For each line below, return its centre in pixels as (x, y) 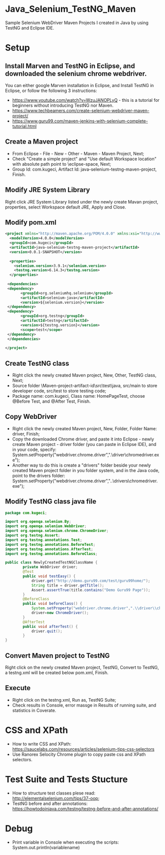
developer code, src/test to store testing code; (59, 391)
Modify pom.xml (31, 222)
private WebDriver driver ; (50, 567)
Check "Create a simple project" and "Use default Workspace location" (84, 159)
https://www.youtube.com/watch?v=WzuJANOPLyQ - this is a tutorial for (86, 100)
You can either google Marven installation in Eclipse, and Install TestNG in (80, 85)
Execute (18, 688)
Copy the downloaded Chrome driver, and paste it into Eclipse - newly (83, 439)
